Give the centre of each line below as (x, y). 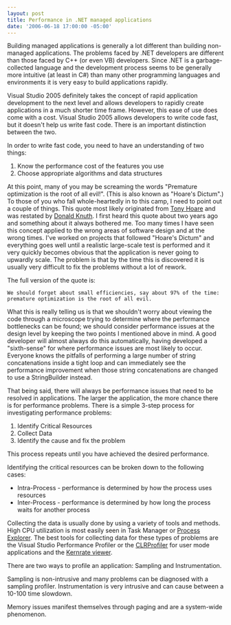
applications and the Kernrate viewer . (60, 552)
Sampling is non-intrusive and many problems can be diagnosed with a (108, 579)
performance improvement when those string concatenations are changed (113, 370)
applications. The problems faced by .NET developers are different (130, 53)
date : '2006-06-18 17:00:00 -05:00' (59, 26)
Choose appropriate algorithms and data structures (90, 173)
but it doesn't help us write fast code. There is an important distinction (107, 125)
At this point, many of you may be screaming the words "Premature (102, 187)
